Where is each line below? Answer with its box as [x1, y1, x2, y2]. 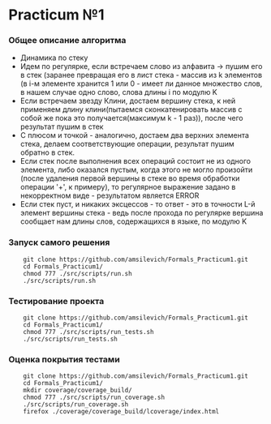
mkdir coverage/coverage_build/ [23, 387, 132, 395]
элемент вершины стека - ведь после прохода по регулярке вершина [19, 208, 264, 218]
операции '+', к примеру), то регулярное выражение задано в [19, 182, 236, 192]
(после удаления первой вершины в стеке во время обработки [19, 173, 240, 183]
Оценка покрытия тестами [8, 354, 120, 365]
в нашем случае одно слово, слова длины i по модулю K [19, 88, 217, 97]
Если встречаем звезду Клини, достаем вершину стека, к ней [19, 96, 236, 106]
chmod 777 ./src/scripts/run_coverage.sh [23, 393, 165, 402]
